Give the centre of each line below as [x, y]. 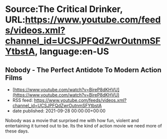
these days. [17, 131]
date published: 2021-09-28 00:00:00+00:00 [59, 111]
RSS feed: [23, 100]
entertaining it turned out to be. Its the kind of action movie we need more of [83, 126]
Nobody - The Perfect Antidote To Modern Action [83, 70]
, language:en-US [72, 52]
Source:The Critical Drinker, [64, 9]
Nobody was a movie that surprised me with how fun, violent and [72, 120]
